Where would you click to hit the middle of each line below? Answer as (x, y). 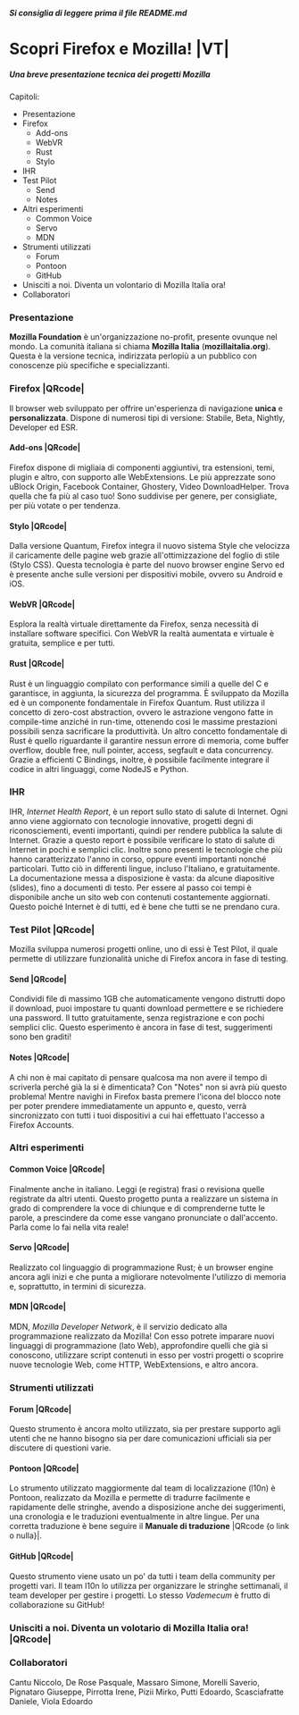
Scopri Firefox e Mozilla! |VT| (120, 49)
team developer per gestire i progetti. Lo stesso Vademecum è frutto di (140, 1595)
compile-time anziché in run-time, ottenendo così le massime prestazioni (144, 721)
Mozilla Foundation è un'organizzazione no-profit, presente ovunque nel (144, 337)
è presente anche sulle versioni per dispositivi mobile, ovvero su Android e (146, 575)
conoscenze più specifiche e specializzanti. (89, 366)
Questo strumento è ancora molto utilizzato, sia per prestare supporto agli (145, 1429)
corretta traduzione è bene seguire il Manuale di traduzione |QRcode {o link (149, 1526)
